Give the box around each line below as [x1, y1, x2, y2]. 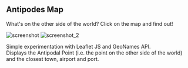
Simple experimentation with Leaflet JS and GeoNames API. [6, 43, 151, 50]
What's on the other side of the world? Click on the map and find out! [6, 20, 173, 27]
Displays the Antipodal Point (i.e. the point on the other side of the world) [6, 49, 183, 56]
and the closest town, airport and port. [6, 55, 99, 62]
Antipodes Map [6, 5, 63, 15]
